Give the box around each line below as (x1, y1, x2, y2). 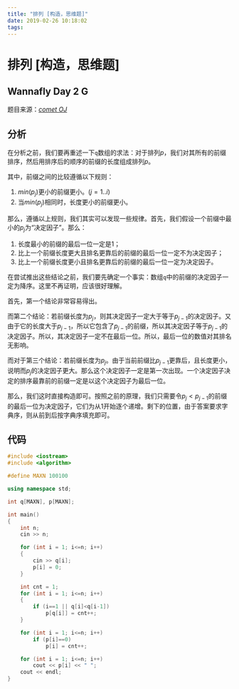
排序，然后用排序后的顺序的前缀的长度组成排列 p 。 (7, 158, 155, 166)
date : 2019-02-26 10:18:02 (7, 17, 87, 24)
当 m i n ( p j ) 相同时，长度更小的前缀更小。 (17, 198, 132, 208)
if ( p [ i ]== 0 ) (33, 636, 72, 643)
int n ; (20, 524, 40, 531)
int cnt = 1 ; (20, 583, 59, 591)
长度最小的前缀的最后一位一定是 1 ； (17, 240, 121, 248)
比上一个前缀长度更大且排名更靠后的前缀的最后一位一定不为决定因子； (17, 248, 224, 257)
